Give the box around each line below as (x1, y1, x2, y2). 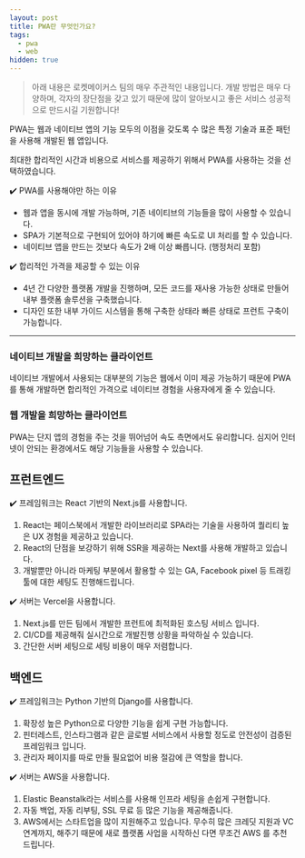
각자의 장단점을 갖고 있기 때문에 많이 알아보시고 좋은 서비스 (58, 93, 267, 104)
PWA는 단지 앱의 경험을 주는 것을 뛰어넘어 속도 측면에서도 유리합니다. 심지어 (9, 431, 280, 442)
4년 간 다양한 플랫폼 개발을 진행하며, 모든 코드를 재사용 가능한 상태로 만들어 (22, 283, 290, 294)
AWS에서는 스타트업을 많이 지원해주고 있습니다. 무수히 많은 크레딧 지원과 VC (22, 816, 294, 827)
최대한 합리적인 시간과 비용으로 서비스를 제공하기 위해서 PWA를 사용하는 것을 (9, 155, 282, 165)
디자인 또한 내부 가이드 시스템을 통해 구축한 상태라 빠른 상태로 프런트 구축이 (22, 305, 290, 316)
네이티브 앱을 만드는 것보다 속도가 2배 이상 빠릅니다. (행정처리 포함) (22, 242, 261, 252)
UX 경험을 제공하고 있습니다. (32, 531, 134, 542)
